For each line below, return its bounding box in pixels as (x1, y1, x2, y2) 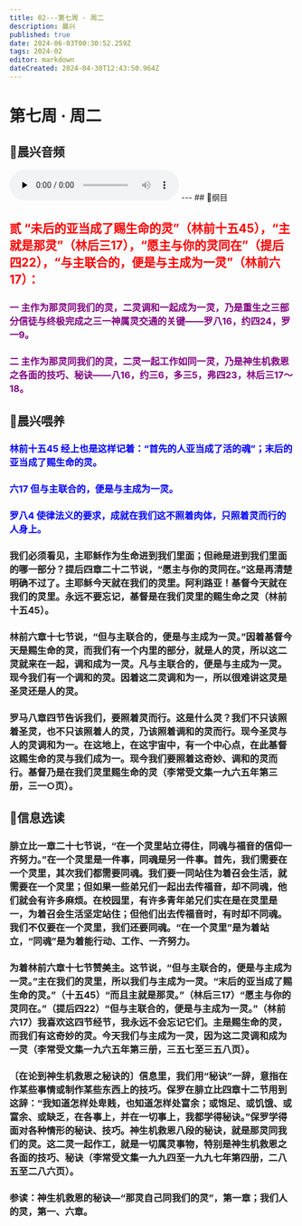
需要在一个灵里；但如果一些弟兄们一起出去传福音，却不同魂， (9, 881, 278, 893)
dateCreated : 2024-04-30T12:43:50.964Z (9, 64, 160, 73)
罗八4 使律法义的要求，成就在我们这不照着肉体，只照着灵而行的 (9, 510, 287, 522)
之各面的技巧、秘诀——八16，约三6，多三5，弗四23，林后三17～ (9, 369, 294, 382)
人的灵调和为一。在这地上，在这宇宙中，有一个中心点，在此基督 (9, 739, 288, 752)
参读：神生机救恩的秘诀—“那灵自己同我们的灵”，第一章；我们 (9, 1192, 278, 1204)
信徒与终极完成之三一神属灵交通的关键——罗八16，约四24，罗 (18, 315, 291, 327)
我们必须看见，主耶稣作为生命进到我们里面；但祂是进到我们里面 (9, 550, 288, 562)
